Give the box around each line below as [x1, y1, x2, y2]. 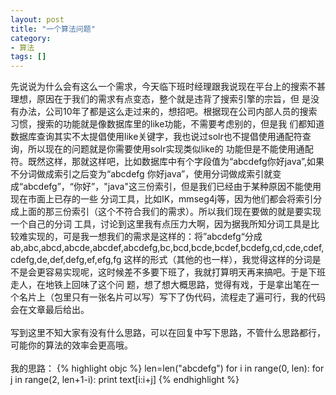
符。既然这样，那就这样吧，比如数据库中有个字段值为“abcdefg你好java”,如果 [10, 156, 325, 168]
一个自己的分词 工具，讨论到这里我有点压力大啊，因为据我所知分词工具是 [10, 218, 311, 230]
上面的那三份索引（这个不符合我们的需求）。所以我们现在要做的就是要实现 [18, 206, 322, 218]
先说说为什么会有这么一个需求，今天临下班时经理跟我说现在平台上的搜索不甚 [10, 81, 326, 93]
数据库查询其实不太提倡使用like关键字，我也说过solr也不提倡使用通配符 [10, 131, 303, 143]
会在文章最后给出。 [10, 304, 90, 316]
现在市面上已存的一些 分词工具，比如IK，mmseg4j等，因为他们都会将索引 [10, 193, 314, 205]
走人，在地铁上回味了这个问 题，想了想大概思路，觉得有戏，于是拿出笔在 [10, 279, 311, 291]
